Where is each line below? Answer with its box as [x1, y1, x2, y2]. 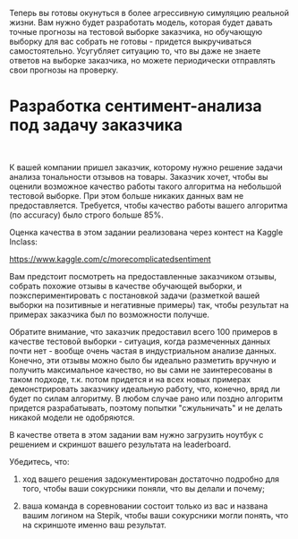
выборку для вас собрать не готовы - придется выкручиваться [9, 36, 252, 47]
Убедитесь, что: [9, 456, 70, 466]
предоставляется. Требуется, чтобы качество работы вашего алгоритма [9, 200, 288, 210]
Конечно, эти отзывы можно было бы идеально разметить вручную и [9, 355, 277, 365]
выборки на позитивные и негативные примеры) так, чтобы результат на [9, 299, 289, 310]
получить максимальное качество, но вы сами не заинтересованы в [9, 364, 273, 375]
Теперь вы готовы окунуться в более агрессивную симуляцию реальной [9, 8, 289, 18]
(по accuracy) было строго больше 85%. [9, 210, 164, 220]
